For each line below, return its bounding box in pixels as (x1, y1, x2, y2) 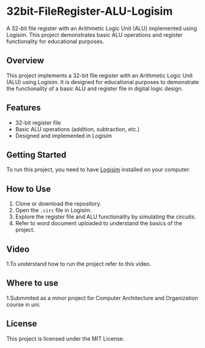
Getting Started (6, 149, 67, 160)
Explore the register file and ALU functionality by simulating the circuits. (15, 213, 196, 220)
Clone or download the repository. (15, 200, 102, 207)
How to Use (6, 184, 51, 194)
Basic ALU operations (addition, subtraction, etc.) (15, 125, 140, 133)
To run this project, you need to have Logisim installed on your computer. (6, 166, 191, 173)
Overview (6, 55, 45, 66)
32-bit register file (15, 118, 61, 126)
